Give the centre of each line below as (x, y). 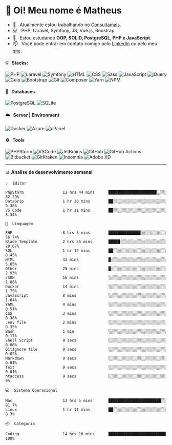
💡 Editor (16, 183)
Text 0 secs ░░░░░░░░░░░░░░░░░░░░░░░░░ (86, 367)
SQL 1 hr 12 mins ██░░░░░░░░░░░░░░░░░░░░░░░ (86, 251)
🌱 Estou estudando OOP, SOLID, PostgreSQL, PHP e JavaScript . (82, 37)
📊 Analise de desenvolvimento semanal (49, 172)
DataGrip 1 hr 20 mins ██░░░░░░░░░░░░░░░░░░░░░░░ (86, 201)
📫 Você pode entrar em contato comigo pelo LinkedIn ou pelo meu (85, 44)
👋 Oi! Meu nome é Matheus (63, 11)
